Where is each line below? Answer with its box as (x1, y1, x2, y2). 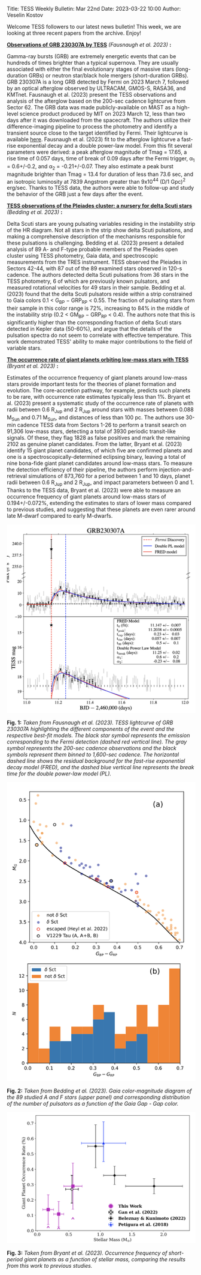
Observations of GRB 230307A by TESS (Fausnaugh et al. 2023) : (7, 41, 172, 48)
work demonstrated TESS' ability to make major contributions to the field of (7, 338, 193, 345)
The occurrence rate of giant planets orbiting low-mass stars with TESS (7, 356, 189, 363)
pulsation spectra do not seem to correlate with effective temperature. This (7, 332, 192, 339)
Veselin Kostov (7, 11, 44, 19)
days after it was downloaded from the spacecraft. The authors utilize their (7, 117, 191, 124)
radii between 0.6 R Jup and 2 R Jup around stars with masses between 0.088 (7, 405, 194, 414)
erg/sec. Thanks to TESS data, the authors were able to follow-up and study (7, 184, 194, 192)
